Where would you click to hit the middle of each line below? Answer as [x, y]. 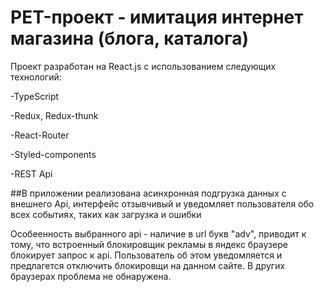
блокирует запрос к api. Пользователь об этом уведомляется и [146, 255]
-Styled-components [53, 154]
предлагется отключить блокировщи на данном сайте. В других [148, 265]
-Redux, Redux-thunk [54, 115]
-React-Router [40, 135]
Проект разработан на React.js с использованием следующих [143, 66]
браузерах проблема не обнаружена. [91, 276]
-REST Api [31, 173]
